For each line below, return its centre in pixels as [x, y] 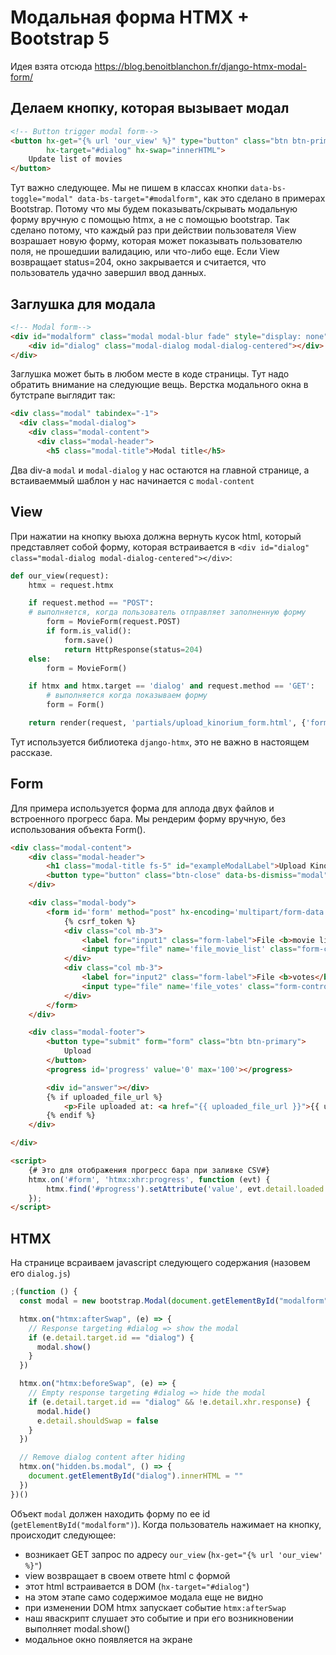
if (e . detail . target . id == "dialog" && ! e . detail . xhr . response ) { [169, 1402]
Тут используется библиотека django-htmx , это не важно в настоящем [160, 742]
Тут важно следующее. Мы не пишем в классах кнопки [129, 188]
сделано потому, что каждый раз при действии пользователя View [153, 230]
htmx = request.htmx [71, 585]
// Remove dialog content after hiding [102, 1457]
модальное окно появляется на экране [108, 1639]
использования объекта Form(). [78, 829]
